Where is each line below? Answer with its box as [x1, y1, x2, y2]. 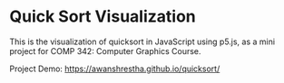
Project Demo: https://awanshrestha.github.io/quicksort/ [9, 63, 220, 74]
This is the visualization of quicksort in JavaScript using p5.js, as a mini [9, 36, 275, 47]
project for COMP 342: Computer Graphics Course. [9, 45, 201, 56]
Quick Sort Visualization [9, 6, 197, 27]
